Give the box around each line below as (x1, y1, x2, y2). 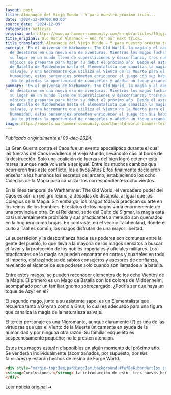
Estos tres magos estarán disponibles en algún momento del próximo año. (5, 345, 161, 351)
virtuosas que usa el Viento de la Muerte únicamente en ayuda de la (5, 324, 148, 330)
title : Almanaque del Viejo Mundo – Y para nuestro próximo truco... (5, 12, 156, 17)
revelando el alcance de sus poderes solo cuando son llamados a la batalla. (5, 262, 164, 268)
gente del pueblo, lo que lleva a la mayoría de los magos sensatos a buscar (5, 240, 163, 246)
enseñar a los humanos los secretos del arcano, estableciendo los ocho (5, 172, 156, 178)
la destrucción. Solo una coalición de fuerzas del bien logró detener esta (5, 156, 158, 162)
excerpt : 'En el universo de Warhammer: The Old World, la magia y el (5, 45, 158, 50)
